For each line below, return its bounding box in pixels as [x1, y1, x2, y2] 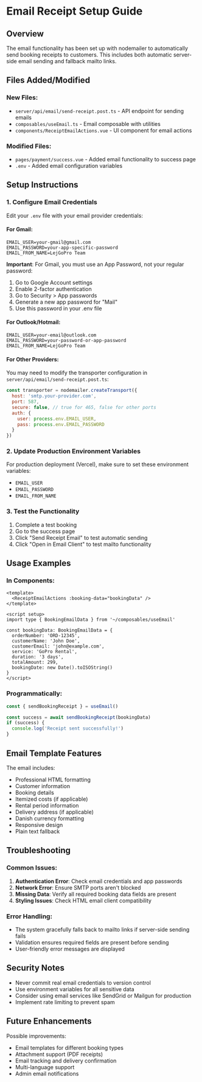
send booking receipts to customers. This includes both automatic [6, 51, 172, 58]
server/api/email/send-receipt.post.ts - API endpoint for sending [15, 107, 184, 114]
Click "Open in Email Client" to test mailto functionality [15, 540, 151, 548]
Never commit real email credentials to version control [15, 979, 151, 986]
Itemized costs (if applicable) [15, 795, 88, 803]
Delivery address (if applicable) [15, 808, 94, 815]
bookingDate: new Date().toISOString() [12, 665, 113, 671]
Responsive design [15, 821, 63, 828]
